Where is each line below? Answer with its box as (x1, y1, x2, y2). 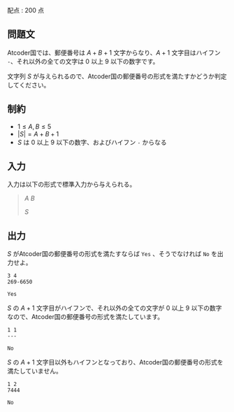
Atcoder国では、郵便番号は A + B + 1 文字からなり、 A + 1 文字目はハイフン (7, 48, 221, 57)
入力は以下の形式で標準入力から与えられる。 (7, 180, 136, 189)
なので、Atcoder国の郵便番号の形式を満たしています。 (7, 313, 164, 321)
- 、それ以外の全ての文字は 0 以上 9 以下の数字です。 (7, 57, 159, 65)
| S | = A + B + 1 (17, 129, 59, 138)
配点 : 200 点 (7, 6, 45, 14)
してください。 (7, 80, 50, 89)
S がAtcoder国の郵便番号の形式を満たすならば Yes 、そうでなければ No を (7, 250, 218, 258)
